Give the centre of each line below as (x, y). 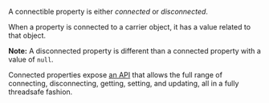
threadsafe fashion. (41, 92)
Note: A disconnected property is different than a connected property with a (134, 51)
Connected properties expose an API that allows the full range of (116, 75)
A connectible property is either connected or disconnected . (108, 12)
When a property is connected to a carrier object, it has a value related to (130, 27)
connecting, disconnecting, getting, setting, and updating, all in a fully (124, 83)
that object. (27, 36)
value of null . (31, 59)
